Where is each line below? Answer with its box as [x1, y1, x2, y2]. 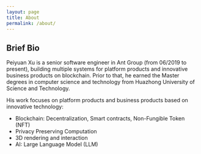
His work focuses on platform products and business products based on [6, 97, 188, 104]
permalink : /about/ [6, 20, 56, 26]
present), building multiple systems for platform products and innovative [6, 65, 188, 73]
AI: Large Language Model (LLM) [15, 141, 98, 148]
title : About [6, 15, 40, 21]
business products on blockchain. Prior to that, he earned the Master [6, 72, 180, 79]
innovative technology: [6, 103, 64, 110]
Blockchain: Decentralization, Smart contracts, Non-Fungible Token [15, 115, 185, 122]
